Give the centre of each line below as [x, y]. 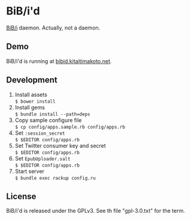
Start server [30, 171]
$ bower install [35, 101]
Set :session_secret [40, 133]
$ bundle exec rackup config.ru [55, 178]
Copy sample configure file [48, 120]
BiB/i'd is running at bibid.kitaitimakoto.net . [59, 61]
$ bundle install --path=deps [53, 114]
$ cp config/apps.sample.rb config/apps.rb [70, 127]
